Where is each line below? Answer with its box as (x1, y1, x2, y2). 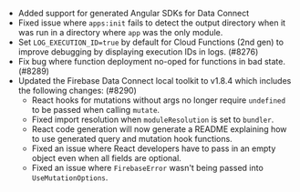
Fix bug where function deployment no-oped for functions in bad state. (17, 56, 285, 66)
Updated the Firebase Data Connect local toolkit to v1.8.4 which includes (17, 76, 292, 86)
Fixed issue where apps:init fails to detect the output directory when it (17, 17, 285, 28)
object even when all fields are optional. (31, 153, 182, 163)
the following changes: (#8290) (17, 86, 137, 96)
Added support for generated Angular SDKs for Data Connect (17, 8, 250, 18)
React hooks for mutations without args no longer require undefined (31, 95, 285, 106)
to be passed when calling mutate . (31, 105, 160, 115)
